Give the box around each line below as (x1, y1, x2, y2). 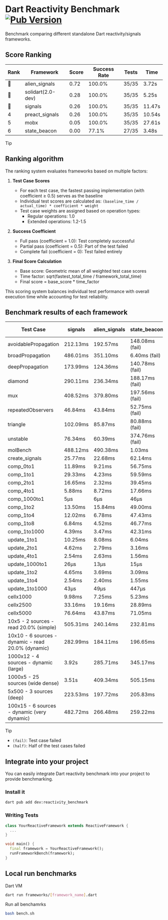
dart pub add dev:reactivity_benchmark (5, 800, 88, 805)
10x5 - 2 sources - (7, 618, 54, 625)
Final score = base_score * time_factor (19, 278, 99, 284)
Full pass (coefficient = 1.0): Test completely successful (19, 238, 135, 244)
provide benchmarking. (5, 776, 53, 782)
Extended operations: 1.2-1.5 (27, 218, 86, 224)
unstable (7, 435, 28, 442)
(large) (7, 665, 24, 672)
